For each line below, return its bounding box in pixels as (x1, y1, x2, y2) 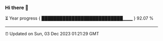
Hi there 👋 (5, 4, 29, 11)
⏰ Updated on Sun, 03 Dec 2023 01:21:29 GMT (5, 31, 99, 37)
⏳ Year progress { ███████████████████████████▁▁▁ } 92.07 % (5, 15, 154, 21)
